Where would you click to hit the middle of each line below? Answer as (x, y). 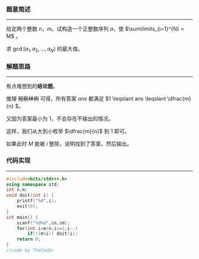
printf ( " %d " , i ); (37, 201)
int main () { (22, 217)
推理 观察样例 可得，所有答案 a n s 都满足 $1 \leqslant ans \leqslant (86, 99)
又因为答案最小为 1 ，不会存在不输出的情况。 (60, 119)
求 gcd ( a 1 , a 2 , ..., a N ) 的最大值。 (45, 50)
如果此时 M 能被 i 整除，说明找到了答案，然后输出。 (69, 144)
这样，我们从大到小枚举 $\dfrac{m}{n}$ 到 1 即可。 (68, 131)
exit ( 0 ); (28, 206)
